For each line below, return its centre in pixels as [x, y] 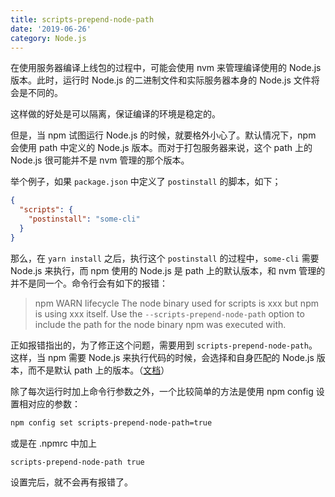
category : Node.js [48, 38]
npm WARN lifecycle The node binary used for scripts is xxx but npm [176, 303]
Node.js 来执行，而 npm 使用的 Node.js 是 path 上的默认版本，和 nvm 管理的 [168, 270]
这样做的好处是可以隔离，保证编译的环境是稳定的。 [115, 114]
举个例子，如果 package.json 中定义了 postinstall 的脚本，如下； [146, 182]
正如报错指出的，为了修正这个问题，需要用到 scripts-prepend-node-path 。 [164, 345]
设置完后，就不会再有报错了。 [71, 482]
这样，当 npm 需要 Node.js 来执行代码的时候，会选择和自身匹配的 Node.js [162, 357]
